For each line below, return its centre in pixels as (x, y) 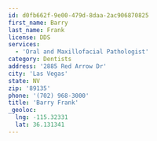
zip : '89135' (29, 88)
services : (24, 45)
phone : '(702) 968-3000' (49, 96)
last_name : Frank (37, 30)
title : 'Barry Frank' (44, 103)
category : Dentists (40, 60)
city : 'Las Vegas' (38, 74)
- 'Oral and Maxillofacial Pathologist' (82, 52)
